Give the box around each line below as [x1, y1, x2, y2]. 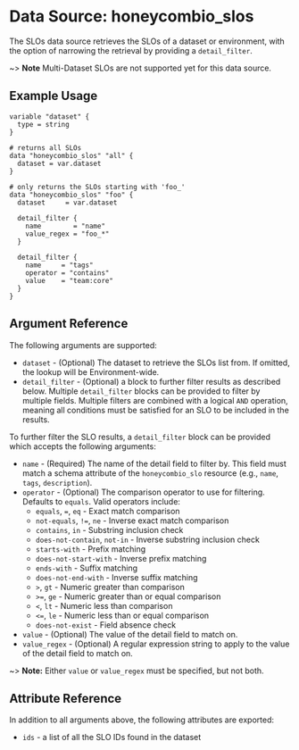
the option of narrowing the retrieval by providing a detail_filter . [9, 45, 253, 55]
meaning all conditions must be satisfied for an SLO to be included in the [21, 404, 290, 415]
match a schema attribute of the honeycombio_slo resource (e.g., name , [21, 467, 279, 479]
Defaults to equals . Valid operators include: [21, 496, 181, 506]
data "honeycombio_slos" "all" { [9, 151, 134, 160]
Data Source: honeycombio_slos [9, 6, 254, 27]
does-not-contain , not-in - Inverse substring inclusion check [35, 534, 261, 545]
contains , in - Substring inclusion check [35, 524, 184, 535]
